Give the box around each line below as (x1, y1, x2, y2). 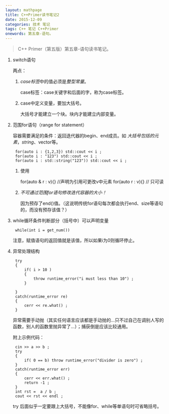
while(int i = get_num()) (15, 228, 70, 233)
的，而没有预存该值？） (20, 207, 70, 212)
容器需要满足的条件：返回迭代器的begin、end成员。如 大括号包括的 (12, 133, 154, 138)
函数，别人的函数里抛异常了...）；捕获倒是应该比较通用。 (12, 324, 131, 329)
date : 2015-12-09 (5, 17, 42, 22)
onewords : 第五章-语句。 (5, 31, 53, 36)
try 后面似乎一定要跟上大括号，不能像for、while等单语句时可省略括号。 (12, 403, 162, 409)
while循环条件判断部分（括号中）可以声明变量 (12, 217, 109, 224)
